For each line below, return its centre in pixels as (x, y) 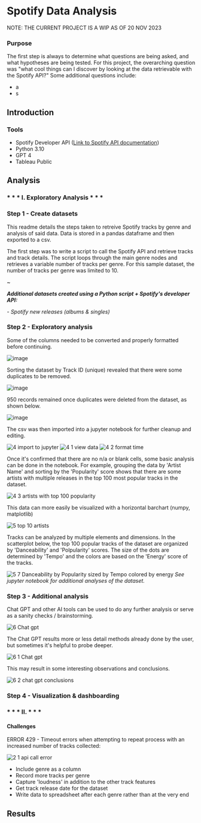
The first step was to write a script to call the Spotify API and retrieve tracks (100, 251)
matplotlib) (20, 514)
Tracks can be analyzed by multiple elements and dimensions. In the (91, 537)
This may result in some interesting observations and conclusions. (88, 669)
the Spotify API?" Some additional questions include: (72, 76)
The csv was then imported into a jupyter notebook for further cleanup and (99, 429)
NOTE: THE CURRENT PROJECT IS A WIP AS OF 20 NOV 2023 (84, 28)
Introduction (31, 112)
